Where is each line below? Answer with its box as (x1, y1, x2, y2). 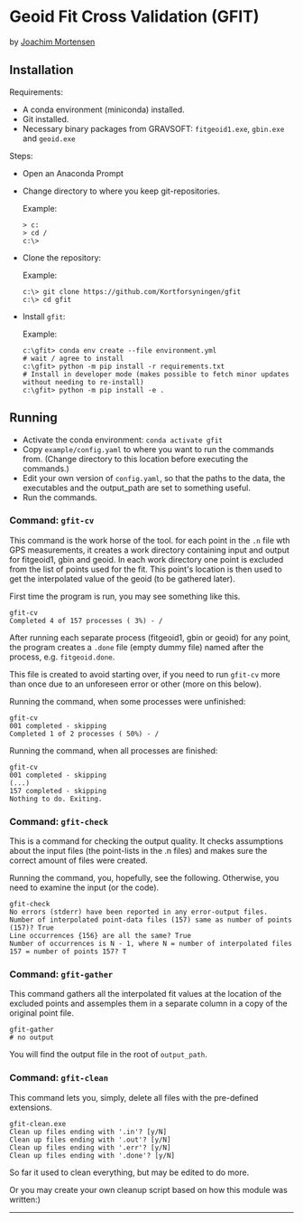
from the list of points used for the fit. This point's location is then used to (9, 564, 282, 574)
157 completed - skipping (9, 786, 106, 795)
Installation (9, 62, 74, 78)
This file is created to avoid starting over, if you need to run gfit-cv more (9, 668, 281, 679)
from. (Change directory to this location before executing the (22, 453, 249, 464)
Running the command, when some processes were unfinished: (9, 696, 246, 706)
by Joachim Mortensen (9, 36, 96, 47)
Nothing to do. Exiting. (9, 794, 103, 803)
